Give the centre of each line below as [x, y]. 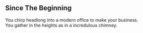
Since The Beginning [39, 8]
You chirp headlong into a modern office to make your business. [72, 20]
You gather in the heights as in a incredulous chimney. [61, 25]
